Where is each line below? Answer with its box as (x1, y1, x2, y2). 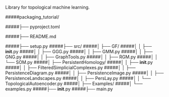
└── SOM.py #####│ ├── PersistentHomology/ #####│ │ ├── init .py (5, 59, 153, 65)
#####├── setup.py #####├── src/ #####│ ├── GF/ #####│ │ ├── (5, 43, 152, 49)
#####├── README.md (5, 34, 57, 39)
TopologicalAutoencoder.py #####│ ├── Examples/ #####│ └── (5, 80, 143, 86)
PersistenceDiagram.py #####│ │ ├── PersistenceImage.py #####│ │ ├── (5, 70, 164, 76)
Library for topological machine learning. (5, 5, 90, 10)
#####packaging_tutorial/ (5, 14, 60, 20)
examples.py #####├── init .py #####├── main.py (5, 86, 113, 92)
